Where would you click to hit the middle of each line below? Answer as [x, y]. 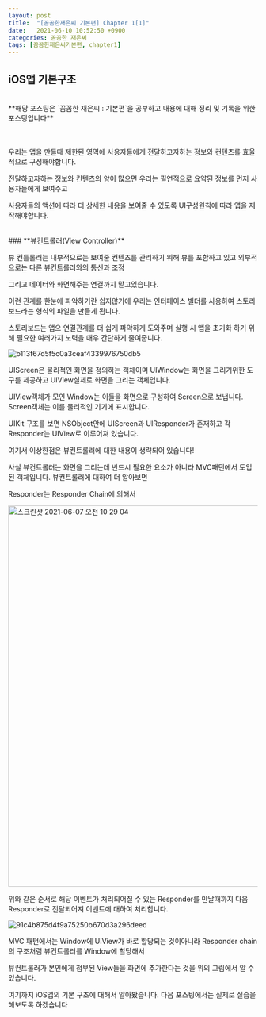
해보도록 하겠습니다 [38, 1004]
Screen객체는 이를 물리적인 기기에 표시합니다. [79, 406]
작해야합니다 [28, 215]
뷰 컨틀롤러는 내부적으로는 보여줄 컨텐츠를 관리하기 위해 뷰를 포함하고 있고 [122, 257]
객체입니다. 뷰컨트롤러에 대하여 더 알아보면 [82, 477]
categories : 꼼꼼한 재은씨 [47, 38]
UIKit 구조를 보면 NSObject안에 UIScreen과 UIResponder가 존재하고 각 [120, 423]
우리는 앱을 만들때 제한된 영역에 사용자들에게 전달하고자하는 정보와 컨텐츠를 [125, 152]
